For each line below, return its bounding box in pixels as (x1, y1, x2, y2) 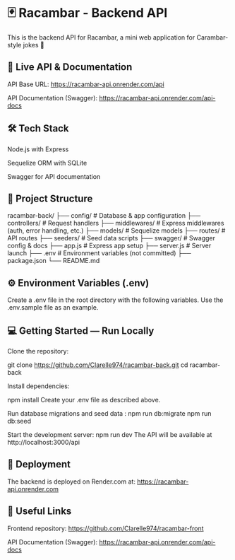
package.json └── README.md (7, 257, 100, 265)
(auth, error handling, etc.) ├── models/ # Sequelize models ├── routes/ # (7, 226, 226, 235)
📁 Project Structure (7, 192, 93, 204)
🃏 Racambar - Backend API (7, 5, 168, 21)
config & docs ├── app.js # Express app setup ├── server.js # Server (7, 241, 212, 250)
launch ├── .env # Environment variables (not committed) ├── (7, 249, 192, 257)
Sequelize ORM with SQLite (7, 158, 88, 167)
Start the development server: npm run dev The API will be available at (7, 431, 212, 438)
